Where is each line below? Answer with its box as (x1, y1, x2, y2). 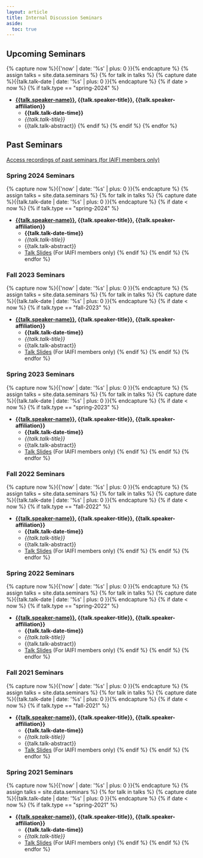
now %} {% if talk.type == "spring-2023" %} (6, 403, 119, 411)
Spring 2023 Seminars (6, 370, 75, 379)
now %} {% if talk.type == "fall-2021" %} (6, 702, 109, 709)
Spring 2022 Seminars (6, 569, 75, 577)
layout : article (6, 9, 48, 15)
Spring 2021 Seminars (6, 768, 73, 776)
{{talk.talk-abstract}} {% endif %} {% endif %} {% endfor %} (24, 122, 177, 130)
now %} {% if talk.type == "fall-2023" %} (6, 304, 111, 312)
